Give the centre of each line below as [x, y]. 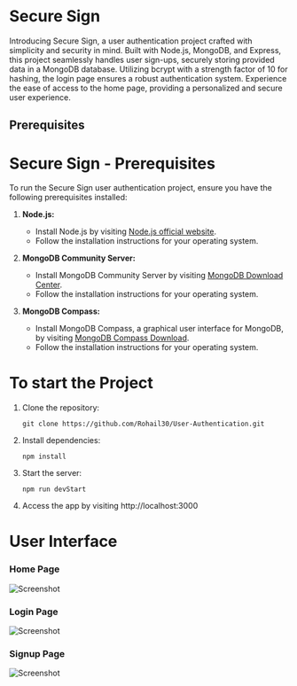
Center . [49, 285]
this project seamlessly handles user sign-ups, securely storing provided [142, 59]
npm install [44, 457]
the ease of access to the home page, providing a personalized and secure [146, 88]
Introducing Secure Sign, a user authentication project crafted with [131, 41]
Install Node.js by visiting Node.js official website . [126, 231]
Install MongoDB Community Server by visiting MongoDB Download [159, 276]
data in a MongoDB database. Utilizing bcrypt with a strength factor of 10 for [148, 69]
